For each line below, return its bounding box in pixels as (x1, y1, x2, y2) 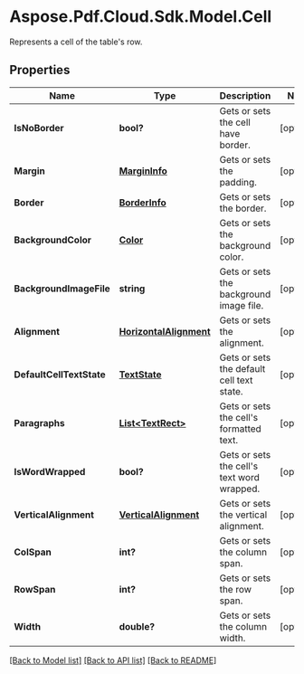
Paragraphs (14, 416, 65, 429)
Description (219, 89, 271, 101)
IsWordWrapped (14, 465, 86, 478)
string (119, 282, 146, 295)
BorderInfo (119, 196, 167, 209)
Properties (9, 62, 71, 78)
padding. (219, 176, 258, 188)
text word (219, 470, 260, 483)
